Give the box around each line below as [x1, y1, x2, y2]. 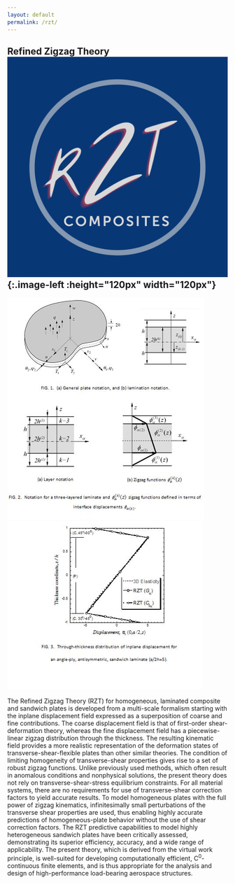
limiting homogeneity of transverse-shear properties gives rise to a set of [7, 756, 218, 765]
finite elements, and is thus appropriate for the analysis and [41, 861, 212, 870]
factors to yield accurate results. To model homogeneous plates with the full [7, 794, 227, 802]
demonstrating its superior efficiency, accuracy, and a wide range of [7, 838, 204, 846]
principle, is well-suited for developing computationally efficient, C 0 [7, 853, 202, 862]
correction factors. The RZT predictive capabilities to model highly [7, 823, 198, 832]
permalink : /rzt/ [7, 18, 58, 26]
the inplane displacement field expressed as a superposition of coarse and [7, 712, 222, 720]
